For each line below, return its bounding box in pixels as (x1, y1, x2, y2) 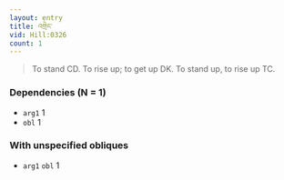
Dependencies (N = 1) (9, 86, 106, 99)
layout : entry (9, 13, 64, 23)
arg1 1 (22, 106, 46, 118)
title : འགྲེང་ (9, 22, 53, 31)
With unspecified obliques (9, 139, 129, 152)
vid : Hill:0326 (9, 30, 67, 39)
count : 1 (9, 38, 43, 48)
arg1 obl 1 (22, 160, 60, 171)
